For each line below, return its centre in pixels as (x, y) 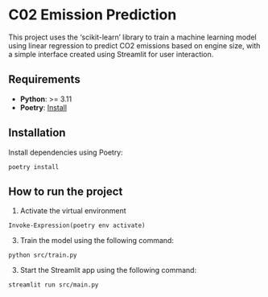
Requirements (44, 79)
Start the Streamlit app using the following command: (108, 270)
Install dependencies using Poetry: (66, 152)
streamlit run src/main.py (54, 285)
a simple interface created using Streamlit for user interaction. (111, 54)
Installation (37, 133)
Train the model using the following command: (97, 241)
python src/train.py (43, 255)
